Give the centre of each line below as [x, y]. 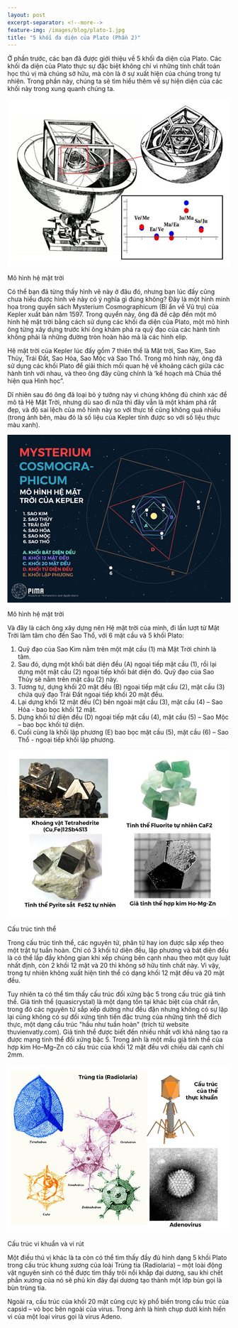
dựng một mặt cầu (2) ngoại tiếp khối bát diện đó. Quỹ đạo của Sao [116, 672]
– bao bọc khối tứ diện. [51, 725]
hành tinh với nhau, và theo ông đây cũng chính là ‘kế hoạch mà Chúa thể [114, 374]
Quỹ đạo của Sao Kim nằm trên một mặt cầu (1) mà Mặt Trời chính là [117, 649]
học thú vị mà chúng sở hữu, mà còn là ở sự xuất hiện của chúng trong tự [114, 74]
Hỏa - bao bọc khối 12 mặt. [57, 710]
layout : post [27, 15]
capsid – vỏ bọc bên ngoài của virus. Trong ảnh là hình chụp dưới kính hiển [117, 1309]
